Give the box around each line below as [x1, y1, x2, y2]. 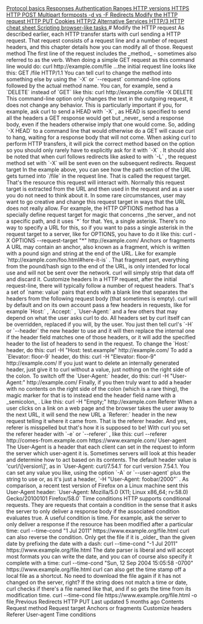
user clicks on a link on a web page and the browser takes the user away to [6, 405, 195, 412]
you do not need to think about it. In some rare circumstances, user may [6, 192, 186, 198]
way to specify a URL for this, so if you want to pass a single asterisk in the [6, 224, 194, 231]
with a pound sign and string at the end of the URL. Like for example [6, 250, 177, 257]
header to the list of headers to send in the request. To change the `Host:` [6, 340, 190, 347]
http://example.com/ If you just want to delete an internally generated [6, 359, 180, 367]
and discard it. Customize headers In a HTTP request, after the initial [6, 276, 178, 283]
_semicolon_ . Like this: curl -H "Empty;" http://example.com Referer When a [6, 398, 197, 405]
